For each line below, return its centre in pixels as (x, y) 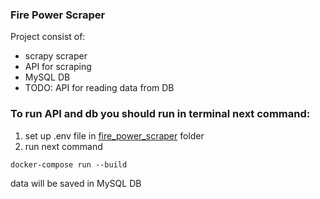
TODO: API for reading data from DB (99, 88)
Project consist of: (48, 37)
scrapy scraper (56, 56)
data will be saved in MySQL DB (76, 183)
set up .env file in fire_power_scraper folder (114, 135)
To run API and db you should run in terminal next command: (160, 114)
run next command (63, 146)
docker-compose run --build (69, 164)
